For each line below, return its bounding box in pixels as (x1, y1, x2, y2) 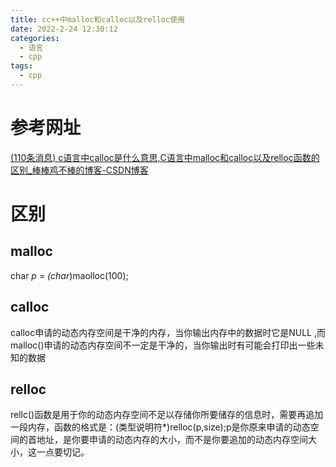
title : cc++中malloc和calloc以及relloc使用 (10, 14, 185, 25)
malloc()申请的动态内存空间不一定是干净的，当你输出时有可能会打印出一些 (10, 339, 316, 351)
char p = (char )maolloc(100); (10, 269, 129, 281)
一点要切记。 (36, 446, 90, 458)
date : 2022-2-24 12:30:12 (10, 24, 118, 34)
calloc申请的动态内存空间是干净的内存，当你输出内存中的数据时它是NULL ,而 (10, 326, 326, 338)
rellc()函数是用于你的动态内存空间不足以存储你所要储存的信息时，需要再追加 (10, 409, 324, 421)
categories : (10, 33, 60, 43)
